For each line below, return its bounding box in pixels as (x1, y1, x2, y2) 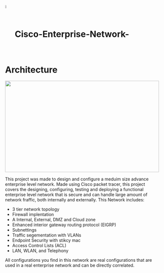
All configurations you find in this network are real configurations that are (5, 257, 152, 263)
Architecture (5, 64, 58, 76)
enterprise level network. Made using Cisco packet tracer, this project (5, 181, 145, 187)
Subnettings (12, 227, 37, 233)
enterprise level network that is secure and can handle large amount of (5, 192, 148, 197)
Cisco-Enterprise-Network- (14, 29, 129, 40)
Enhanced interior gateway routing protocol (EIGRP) (12, 222, 116, 228)
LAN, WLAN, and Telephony (12, 248, 69, 253)
